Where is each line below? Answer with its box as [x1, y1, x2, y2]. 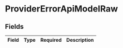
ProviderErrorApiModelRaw [5, 3, 118, 14]
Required [40, 37, 62, 43]
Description [66, 37, 94, 43]
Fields [5, 23, 24, 31]
